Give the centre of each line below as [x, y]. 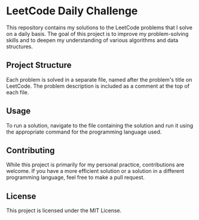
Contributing [30, 150]
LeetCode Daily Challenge [72, 11]
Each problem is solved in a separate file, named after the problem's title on [99, 79]
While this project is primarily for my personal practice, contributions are [95, 165]
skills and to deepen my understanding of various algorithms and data [92, 40]
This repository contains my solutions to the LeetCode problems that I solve [99, 27]
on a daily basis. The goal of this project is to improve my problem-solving [97, 33]
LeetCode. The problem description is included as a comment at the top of [98, 86]
